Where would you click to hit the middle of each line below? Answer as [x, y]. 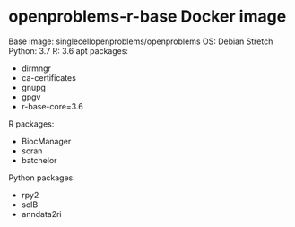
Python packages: [42, 178]
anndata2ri [41, 214]
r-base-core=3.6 [52, 106]
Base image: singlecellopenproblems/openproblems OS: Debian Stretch [141, 41]
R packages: [31, 124]
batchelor [39, 160]
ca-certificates [49, 77]
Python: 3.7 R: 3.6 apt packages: [69, 50]
